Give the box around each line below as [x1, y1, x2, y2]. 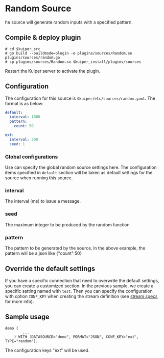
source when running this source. [5, 175, 73, 181]
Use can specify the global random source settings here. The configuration [5, 164, 157, 170]
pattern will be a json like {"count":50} [5, 250, 82, 256]
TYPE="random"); [5, 338, 38, 344]
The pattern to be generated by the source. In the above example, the [5, 245, 145, 251]
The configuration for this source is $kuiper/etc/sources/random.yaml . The [5, 95, 156, 101]
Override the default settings [5, 265, 95, 273]
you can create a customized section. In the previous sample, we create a [5, 283, 154, 289]
